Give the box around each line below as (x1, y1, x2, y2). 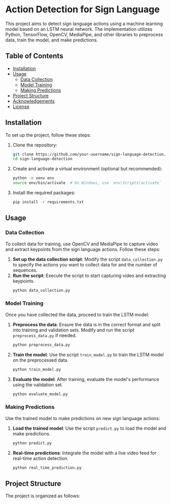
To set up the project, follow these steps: (5, 132, 91, 138)
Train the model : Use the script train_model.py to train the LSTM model (12, 351, 164, 358)
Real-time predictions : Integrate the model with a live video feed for (12, 450, 157, 456)
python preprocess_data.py (12, 342, 70, 347)
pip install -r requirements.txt (12, 200, 84, 205)
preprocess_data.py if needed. (12, 332, 77, 339)
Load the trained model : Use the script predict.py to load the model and (12, 425, 166, 431)
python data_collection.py (12, 288, 70, 293)
